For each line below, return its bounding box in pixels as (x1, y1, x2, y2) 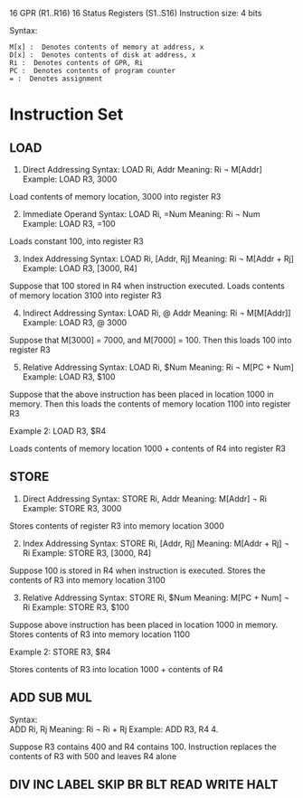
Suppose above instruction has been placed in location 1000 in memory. (9, 619, 279, 630)
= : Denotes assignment (9, 74, 103, 83)
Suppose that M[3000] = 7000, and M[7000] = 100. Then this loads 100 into (9, 334, 292, 345)
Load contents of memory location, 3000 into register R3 (9, 192, 222, 202)
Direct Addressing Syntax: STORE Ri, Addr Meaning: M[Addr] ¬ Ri (22, 493, 267, 504)
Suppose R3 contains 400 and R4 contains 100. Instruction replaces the (9, 741, 278, 752)
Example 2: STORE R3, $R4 (9, 646, 111, 657)
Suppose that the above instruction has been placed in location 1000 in (9, 389, 274, 399)
